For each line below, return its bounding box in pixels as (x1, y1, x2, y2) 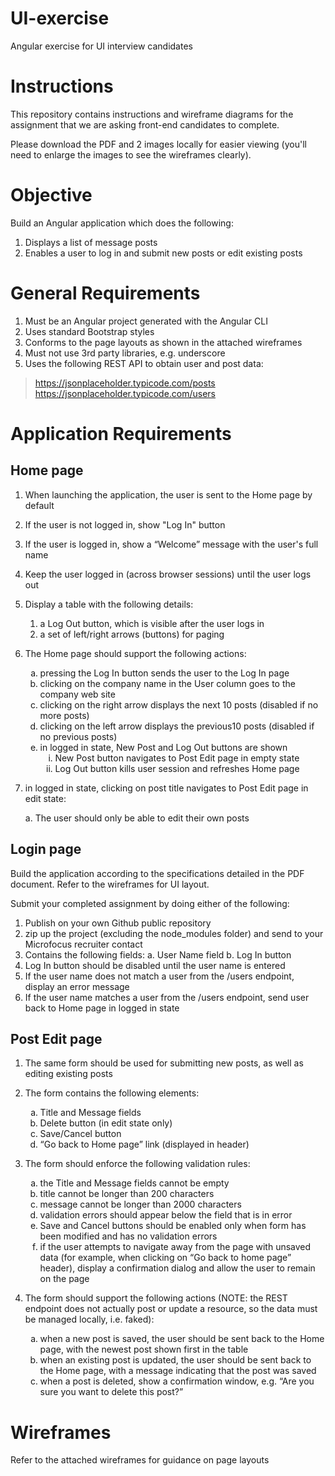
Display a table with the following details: (24, 598, 194, 610)
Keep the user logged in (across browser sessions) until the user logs (24, 568, 312, 580)
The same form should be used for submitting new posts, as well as (24, 1057, 304, 1069)
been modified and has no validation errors (39, 1230, 218, 1242)
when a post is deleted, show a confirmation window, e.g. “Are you (39, 1375, 315, 1387)
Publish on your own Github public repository (24, 917, 212, 929)
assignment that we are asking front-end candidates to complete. (10, 118, 280, 131)
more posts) (39, 709, 90, 721)
